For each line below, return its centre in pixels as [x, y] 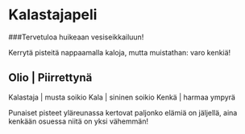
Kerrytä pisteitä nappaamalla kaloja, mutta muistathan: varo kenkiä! [120, 52]
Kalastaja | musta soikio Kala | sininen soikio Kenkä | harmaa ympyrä [122, 97]
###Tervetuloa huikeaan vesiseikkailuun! [76, 37]
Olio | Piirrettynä [50, 78]
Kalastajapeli [53, 15]
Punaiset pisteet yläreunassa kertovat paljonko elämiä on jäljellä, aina [123, 112]
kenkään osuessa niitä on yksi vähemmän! [79, 121]
